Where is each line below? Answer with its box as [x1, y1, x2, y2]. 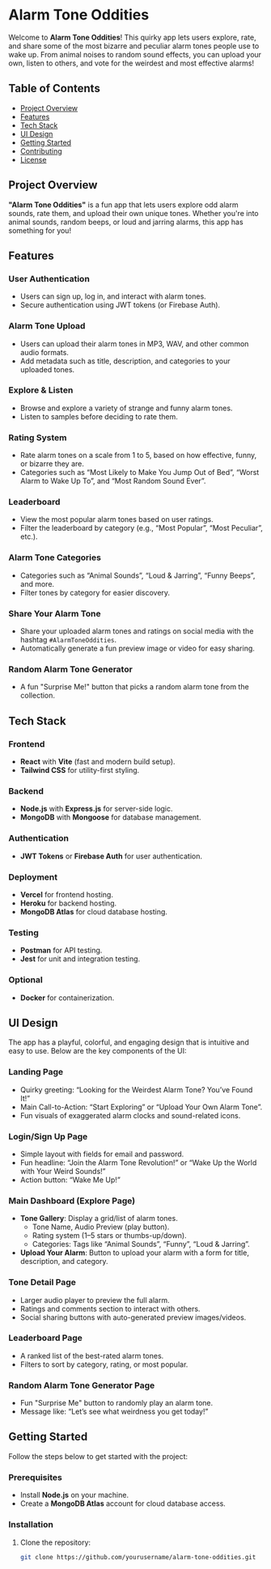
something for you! [8, 225, 71, 235]
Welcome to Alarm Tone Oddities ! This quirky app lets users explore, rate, [8, 32, 256, 42]
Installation [8, 1519, 54, 1530]
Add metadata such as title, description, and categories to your [19, 356, 231, 366]
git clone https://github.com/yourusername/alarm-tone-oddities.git [19, 1553, 256, 1561]
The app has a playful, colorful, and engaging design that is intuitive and [8, 1037, 249, 1047]
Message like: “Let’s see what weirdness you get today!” [19, 1406, 209, 1417]
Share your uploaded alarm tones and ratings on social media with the [19, 626, 254, 636]
